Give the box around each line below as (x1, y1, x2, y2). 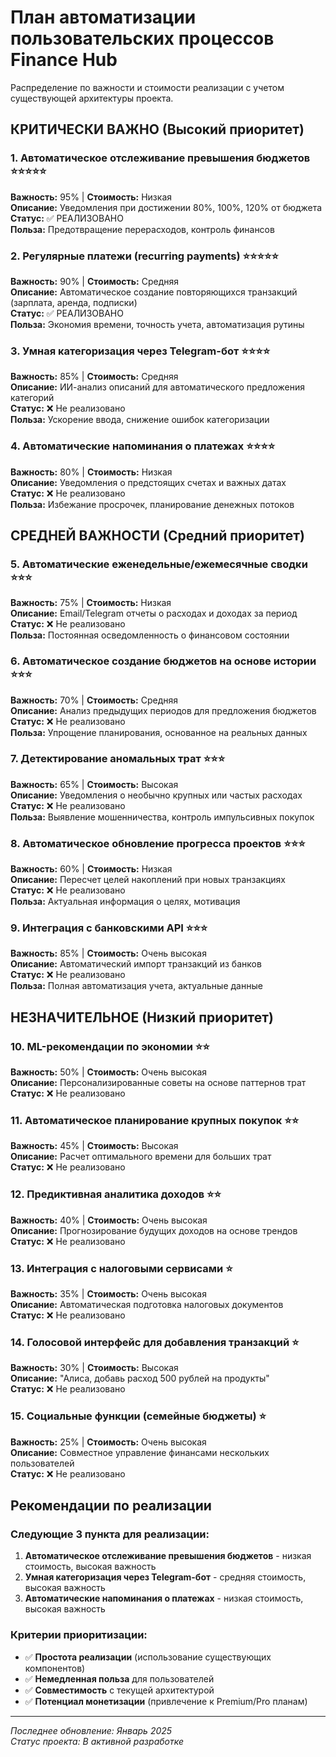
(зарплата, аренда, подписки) (10, 296, 138, 308)
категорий (10, 392, 55, 404)
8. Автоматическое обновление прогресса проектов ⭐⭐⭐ (10, 836, 306, 850)
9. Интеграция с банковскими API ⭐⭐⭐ (10, 921, 208, 935)
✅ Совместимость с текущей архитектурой (24, 1684, 215, 1696)
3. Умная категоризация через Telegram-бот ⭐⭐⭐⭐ (10, 344, 271, 358)
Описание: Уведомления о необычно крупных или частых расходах (10, 789, 303, 801)
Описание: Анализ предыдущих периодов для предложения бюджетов (10, 704, 317, 716)
